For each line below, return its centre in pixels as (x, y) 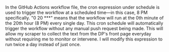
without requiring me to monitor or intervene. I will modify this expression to (84, 39)
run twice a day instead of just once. (43, 44)
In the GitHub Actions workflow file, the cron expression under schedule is (82, 7)
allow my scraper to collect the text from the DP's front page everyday (78, 34)
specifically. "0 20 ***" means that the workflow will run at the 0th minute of (84, 18)
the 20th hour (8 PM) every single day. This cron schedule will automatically (84, 23)
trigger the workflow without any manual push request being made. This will (84, 28)
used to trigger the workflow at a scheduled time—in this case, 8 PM (76, 12)
